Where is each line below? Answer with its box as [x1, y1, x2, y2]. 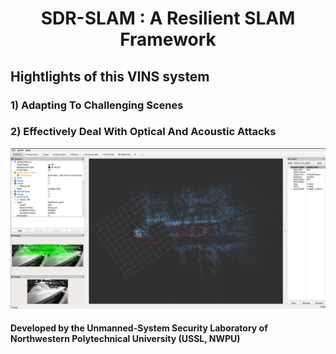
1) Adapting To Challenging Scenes [10, 98, 184, 112]
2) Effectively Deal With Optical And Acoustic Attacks [10, 125, 277, 139]
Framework [119, 28, 217, 51]
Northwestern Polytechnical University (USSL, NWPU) [10, 333, 241, 345]
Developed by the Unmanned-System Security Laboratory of [10, 322, 268, 334]
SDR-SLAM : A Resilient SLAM [40, 7, 296, 30]
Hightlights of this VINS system [10, 68, 210, 85]
